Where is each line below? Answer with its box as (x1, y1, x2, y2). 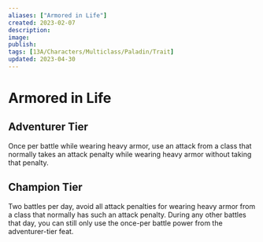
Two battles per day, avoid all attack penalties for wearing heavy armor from (8, 201, 256, 211)
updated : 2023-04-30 (8, 56, 76, 64)
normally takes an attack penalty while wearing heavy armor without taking (8, 149, 252, 159)
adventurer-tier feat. (8, 226, 74, 236)
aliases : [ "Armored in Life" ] (8, 11, 108, 20)
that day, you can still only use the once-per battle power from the (8, 218, 223, 228)
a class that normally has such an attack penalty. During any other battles (8, 210, 246, 219)
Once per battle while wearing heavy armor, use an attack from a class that (8, 141, 252, 150)
